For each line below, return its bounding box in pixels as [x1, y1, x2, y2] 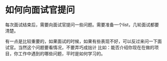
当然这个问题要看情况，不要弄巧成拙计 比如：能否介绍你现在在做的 [18, 44, 155, 50]
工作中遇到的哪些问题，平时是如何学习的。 [18, 50, 105, 57]
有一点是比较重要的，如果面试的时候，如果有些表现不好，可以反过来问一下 [5, 38, 158, 44]
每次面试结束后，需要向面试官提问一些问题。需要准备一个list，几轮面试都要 [5, 22, 159, 28]
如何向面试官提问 [5, 4, 76, 16]
